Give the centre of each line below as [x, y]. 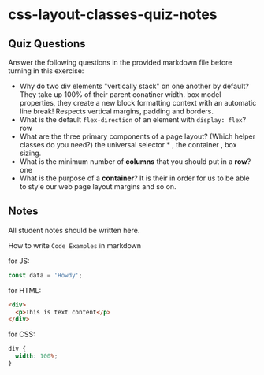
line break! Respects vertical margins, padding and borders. [117, 111]
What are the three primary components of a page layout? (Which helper [138, 136]
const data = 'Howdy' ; [45, 275]
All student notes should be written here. [74, 230]
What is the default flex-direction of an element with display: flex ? [133, 119]
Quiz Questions [47, 44]
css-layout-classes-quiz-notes [113, 15]
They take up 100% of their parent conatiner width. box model [120, 95]
